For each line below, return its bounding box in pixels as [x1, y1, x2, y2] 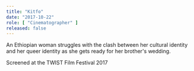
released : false [6, 25, 46, 31]
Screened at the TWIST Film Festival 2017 [6, 59, 108, 66]
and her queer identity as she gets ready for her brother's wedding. [6, 48, 171, 55]
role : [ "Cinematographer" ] [6, 20, 78, 25]
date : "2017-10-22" [6, 14, 55, 20]
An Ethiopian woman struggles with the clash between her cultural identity [6, 41, 188, 49]
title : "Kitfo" [6, 8, 44, 15]
